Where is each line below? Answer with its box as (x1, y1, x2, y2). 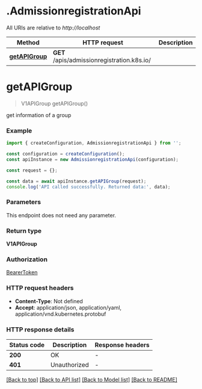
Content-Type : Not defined (14, 297, 83, 304)
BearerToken (6, 269, 38, 276)
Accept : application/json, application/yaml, (14, 304, 122, 311)
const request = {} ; (6, 167, 58, 173)
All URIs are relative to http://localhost (6, 24, 100, 31)
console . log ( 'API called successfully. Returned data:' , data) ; (6, 184, 171, 190)
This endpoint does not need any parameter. (6, 211, 116, 219)
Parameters (6, 198, 41, 207)
